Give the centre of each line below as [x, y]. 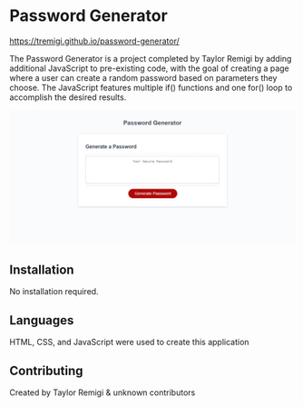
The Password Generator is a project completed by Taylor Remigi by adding [151, 58]
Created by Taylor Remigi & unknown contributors [103, 392]
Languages [42, 320]
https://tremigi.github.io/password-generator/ [94, 41]
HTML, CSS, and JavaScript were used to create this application [129, 342]
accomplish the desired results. [68, 97]
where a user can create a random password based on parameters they [143, 77]
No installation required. [54, 292]
